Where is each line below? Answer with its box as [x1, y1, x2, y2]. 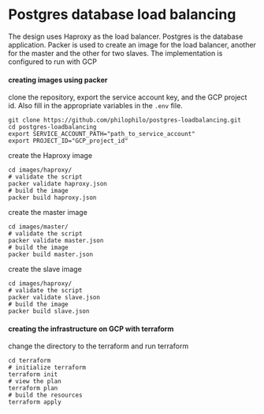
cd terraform [8, 357, 51, 365]
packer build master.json [8, 250, 93, 258]
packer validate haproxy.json [8, 180, 108, 188]
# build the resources [8, 391, 83, 400]
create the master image [8, 208, 88, 217]
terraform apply [8, 398, 61, 406]
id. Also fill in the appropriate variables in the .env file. [8, 101, 183, 111]
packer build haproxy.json [8, 194, 97, 202]
